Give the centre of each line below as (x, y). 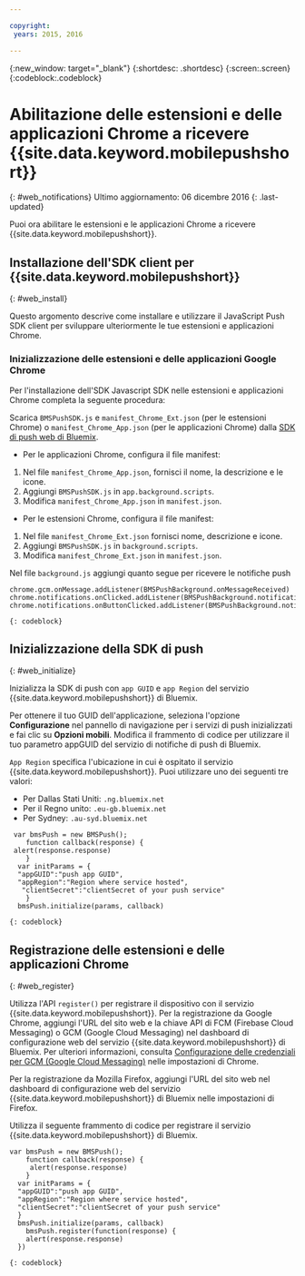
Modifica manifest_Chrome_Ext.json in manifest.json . (122, 555)
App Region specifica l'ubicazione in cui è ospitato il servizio (122, 762)
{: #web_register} (42, 986)
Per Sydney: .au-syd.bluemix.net (85, 819)
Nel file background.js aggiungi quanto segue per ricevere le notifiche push (150, 573)
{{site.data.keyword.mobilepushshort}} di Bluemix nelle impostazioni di (142, 1098)
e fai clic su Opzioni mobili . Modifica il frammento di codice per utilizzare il (149, 735)
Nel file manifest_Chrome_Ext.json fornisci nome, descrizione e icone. (152, 535)
